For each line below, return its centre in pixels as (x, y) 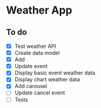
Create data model (37, 53)
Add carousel (31, 86)
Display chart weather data (47, 80)
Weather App (39, 10)
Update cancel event (40, 93)
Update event (31, 66)
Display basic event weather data (55, 73)
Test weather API (35, 46)
